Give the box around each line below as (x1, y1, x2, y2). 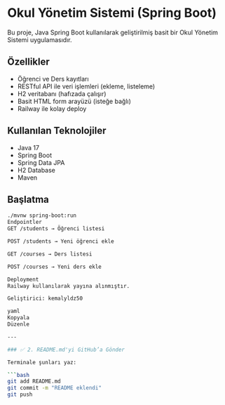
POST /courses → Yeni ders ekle (7, 263, 102, 270)
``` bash (7, 371, 30, 378)
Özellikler (7, 56, 50, 68)
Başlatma (7, 193, 49, 205)
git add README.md (7, 378, 61, 385)
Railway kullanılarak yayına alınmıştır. (7, 282, 130, 289)
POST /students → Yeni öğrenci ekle (7, 238, 114, 245)
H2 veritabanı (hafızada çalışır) (17, 89, 107, 98)
